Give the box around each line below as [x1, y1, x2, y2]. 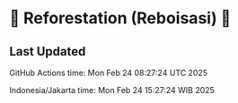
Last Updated [9, 44, 86, 59]
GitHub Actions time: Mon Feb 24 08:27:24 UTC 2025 [9, 67, 208, 78]
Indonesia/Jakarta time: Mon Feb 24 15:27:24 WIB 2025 [9, 85, 216, 95]
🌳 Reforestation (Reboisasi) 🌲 [9, 8, 232, 29]
